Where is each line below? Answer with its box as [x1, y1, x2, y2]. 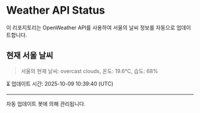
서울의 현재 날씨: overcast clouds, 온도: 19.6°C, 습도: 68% [20, 67, 159, 74]
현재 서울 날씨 [6, 51, 54, 61]
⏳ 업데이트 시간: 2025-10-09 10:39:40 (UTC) [6, 80, 114, 87]
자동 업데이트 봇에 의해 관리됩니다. [6, 100, 86, 107]
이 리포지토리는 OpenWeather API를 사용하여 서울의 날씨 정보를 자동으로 [6, 24, 176, 31]
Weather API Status [6, 4, 105, 17]
